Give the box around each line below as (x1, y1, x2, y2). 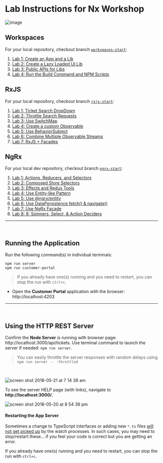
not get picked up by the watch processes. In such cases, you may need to (5, 429, 155, 434)
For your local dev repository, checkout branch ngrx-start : (5, 165, 123, 171)
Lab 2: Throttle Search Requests (12, 113, 77, 118)
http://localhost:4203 (12, 294, 55, 299)
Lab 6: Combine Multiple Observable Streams (12, 133, 103, 139)
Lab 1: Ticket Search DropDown (12, 108, 75, 114)
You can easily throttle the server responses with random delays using (16, 354, 158, 360)
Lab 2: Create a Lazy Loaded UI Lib (12, 61, 83, 66)
